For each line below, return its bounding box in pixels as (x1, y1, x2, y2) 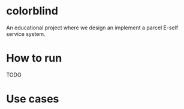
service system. (6, 30, 46, 37)
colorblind (6, 4, 59, 18)
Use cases (6, 92, 59, 106)
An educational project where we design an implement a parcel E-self (6, 24, 179, 31)
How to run (6, 52, 62, 65)
